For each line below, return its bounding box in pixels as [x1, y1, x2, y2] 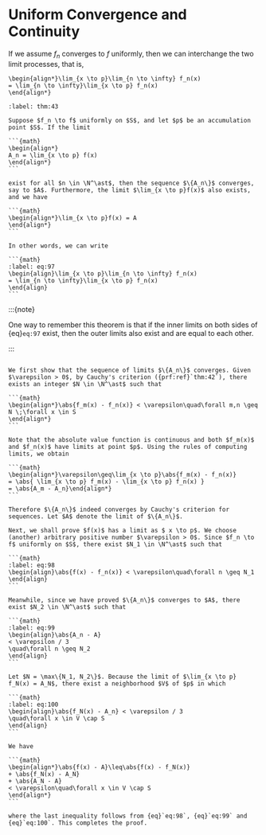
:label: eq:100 [8, 700, 59, 708]
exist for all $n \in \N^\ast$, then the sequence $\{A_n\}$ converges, [8, 179, 255, 187]
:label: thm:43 [8, 102, 59, 111]
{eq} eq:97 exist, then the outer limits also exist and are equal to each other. [8, 328, 254, 338]
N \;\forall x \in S [8, 408, 77, 416]
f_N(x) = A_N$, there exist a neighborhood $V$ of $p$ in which [8, 679, 226, 688]
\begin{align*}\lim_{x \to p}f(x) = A [8, 213, 137, 222]
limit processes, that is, [8, 59, 84, 68]
